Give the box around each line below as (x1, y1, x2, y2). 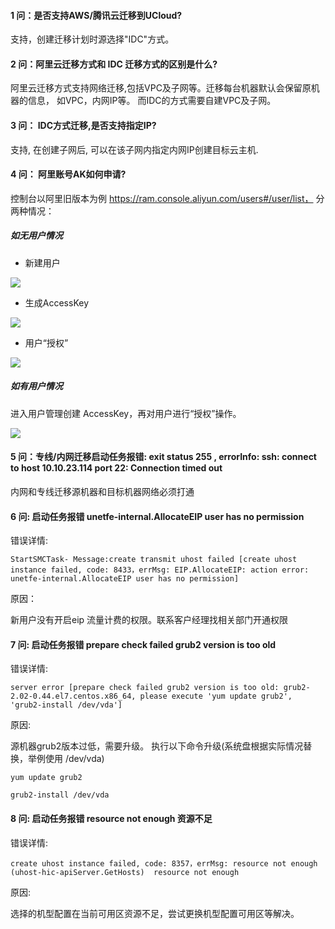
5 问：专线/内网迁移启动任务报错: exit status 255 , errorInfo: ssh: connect (10, 451, 317, 463)
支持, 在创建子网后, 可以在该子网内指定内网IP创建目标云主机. (10, 143, 259, 155)
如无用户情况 (10, 230, 63, 242)
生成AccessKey (24, 296, 90, 309)
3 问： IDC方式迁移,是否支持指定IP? (10, 120, 157, 131)
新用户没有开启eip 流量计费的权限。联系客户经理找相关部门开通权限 (10, 614, 289, 626)
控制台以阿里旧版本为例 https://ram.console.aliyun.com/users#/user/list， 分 (10, 192, 325, 204)
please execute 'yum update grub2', (139, 691, 293, 702)
